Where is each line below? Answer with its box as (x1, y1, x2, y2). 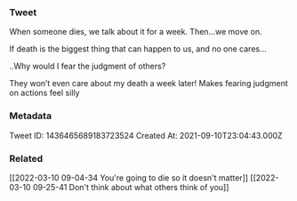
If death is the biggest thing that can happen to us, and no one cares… (9, 44, 267, 54)
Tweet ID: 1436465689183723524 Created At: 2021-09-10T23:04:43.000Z (9, 130, 283, 141)
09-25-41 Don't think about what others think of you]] (32, 181, 229, 192)
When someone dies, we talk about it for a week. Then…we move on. (9, 27, 262, 37)
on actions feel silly (9, 87, 80, 99)
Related (9, 152, 44, 165)
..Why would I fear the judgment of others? (9, 60, 166, 72)
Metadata (9, 109, 52, 122)
